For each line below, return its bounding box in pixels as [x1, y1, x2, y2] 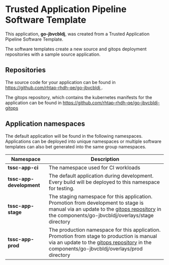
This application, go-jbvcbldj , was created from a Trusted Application [5, 31, 150, 37]
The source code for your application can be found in [5, 79, 116, 85]
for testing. [48, 185, 74, 192]
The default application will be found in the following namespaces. [5, 133, 143, 139]
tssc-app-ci [8, 164, 39, 171]
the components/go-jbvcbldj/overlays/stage [48, 212, 154, 219]
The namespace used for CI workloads [48, 164, 141, 171]
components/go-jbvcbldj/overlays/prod [48, 245, 143, 252]
